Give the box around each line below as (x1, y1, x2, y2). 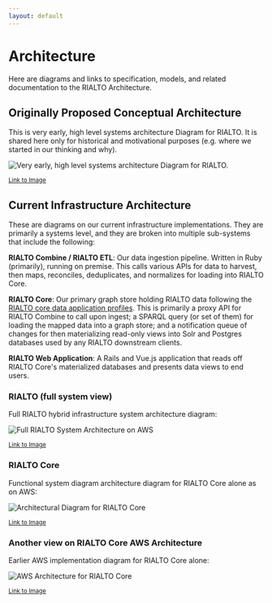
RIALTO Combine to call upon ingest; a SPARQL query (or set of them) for (8, 312, 254, 322)
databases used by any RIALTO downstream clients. (8, 338, 183, 348)
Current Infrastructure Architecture (8, 198, 192, 212)
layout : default (8, 11, 63, 20)
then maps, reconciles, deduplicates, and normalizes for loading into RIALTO (8, 270, 264, 280)
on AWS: (8, 487, 38, 497)
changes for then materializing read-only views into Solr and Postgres (8, 329, 242, 339)
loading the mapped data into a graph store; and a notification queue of (8, 320, 248, 330)
